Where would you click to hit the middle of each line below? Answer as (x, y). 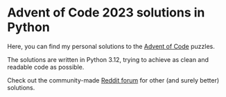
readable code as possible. (46, 67)
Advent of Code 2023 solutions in (106, 13)
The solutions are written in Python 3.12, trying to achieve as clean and (108, 59)
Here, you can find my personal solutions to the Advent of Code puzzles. (111, 46)
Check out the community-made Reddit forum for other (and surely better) (113, 80)
